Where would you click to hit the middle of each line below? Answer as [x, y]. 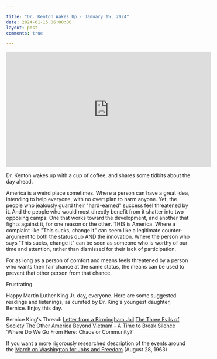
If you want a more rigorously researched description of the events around [96, 343]
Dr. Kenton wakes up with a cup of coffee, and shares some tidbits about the [98, 175]
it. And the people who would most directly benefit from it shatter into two [95, 212]
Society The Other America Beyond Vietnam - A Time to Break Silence [91, 326]
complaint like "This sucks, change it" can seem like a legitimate [83, 231]
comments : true [25, 33]
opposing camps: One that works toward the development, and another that [97, 218]
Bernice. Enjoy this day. [34, 308]
